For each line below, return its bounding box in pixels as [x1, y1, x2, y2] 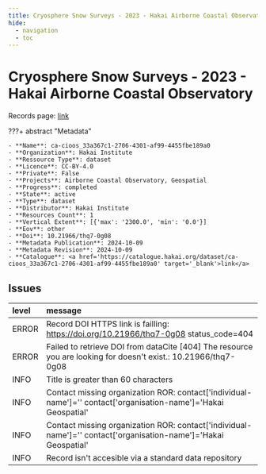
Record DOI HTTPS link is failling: [46, 318, 170, 329]
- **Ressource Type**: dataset [8, 156, 112, 164]
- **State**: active [8, 191, 77, 198]
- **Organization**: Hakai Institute [8, 148, 133, 157]
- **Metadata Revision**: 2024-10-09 [8, 246, 133, 254]
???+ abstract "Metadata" [8, 126, 93, 136]
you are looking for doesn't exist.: [46, 351, 170, 362]
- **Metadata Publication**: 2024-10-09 [8, 239, 144, 247]
